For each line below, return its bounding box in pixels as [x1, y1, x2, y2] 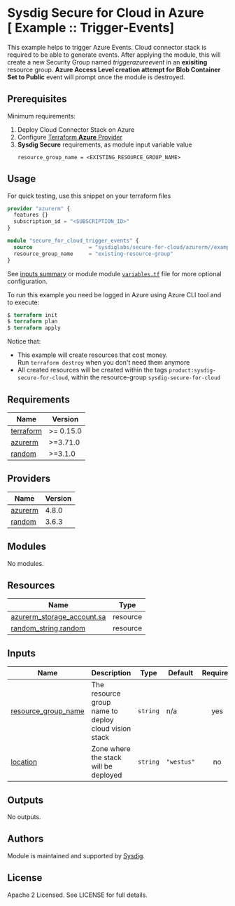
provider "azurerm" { [7, 205, 71, 212]
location [10, 757, 37, 767]
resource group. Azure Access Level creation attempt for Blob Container [7, 65, 221, 74]
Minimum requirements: [7, 111, 76, 120]
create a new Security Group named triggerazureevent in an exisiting [7, 58, 208, 66]
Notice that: [7, 337, 41, 346]
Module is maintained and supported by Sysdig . [7, 851, 145, 860]
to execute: [7, 298, 40, 306]
